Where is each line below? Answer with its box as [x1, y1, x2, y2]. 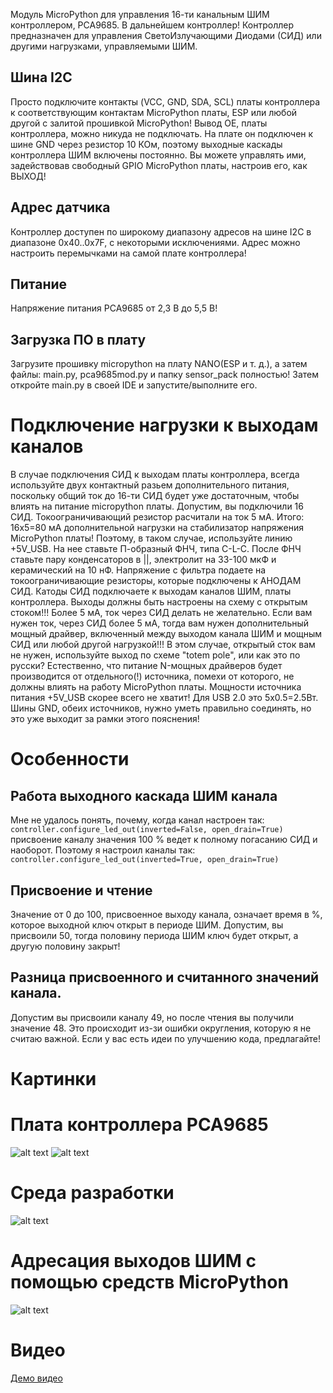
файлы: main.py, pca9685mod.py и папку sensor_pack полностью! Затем [10, 369, 320, 381]
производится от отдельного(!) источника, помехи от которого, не [10, 670, 295, 683]
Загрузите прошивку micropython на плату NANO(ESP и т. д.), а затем [10, 358, 308, 370]
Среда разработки [10, 1182, 175, 1204]
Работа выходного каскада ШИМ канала [10, 787, 278, 804]
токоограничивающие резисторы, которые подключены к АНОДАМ [10, 575, 302, 587]
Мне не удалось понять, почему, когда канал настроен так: [10, 814, 265, 826]
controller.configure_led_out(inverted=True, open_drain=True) [10, 855, 280, 865]
